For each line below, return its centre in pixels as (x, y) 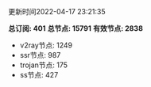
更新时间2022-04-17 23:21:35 (57, 11)
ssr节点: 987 (40, 55)
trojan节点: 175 (44, 65)
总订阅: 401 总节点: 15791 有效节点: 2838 (75, 28)
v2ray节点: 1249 (46, 45)
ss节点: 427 (39, 75)
